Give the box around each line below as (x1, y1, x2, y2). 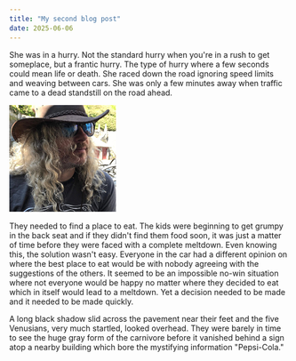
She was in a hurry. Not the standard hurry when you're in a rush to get (9, 49, 270, 60)
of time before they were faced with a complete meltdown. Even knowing (9, 239, 277, 250)
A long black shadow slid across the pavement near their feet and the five (9, 313, 280, 324)
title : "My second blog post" (9, 14, 122, 23)
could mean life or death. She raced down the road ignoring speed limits (9, 68, 274, 79)
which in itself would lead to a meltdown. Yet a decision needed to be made (9, 286, 286, 297)
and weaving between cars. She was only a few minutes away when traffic (9, 77, 283, 88)
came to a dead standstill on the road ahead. (9, 87, 173, 98)
